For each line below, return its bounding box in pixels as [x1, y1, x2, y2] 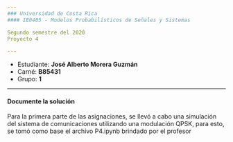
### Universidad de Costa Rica [7, 10, 98, 17]
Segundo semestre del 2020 [7, 29, 85, 36]
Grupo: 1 [17, 75, 42, 83]
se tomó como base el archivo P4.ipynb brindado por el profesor [7, 127, 192, 135]
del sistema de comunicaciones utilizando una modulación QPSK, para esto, [7, 120, 225, 128]
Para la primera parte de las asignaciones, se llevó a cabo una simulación [7, 112, 217, 121]
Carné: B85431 [17, 68, 61, 76]
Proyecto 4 [7, 35, 39, 42]
